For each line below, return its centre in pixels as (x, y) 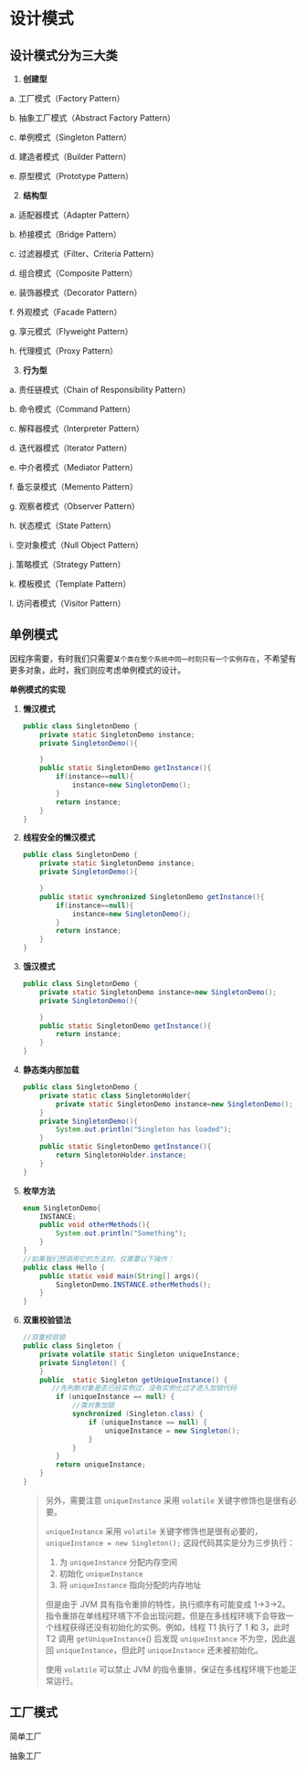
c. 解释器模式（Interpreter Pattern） (77, 429)
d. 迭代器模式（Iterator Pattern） (71, 448)
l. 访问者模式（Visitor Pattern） (68, 603)
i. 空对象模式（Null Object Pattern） (77, 545)
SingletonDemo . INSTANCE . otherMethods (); (134, 1285)
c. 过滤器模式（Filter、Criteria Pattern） (84, 254)
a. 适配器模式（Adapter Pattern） (72, 215)
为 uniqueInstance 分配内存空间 (118, 1562)
